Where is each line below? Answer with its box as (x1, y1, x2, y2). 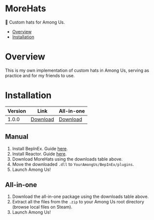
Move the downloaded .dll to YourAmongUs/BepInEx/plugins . (12, 161, 134, 167)
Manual (5, 133, 28, 141)
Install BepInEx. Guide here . (12, 145, 68, 151)
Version (7, 108, 26, 114)
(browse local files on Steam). (12, 204, 72, 210)
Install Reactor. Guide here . (12, 151, 67, 157)
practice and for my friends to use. (5, 72, 75, 79)
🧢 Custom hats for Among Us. (5, 19, 65, 25)
